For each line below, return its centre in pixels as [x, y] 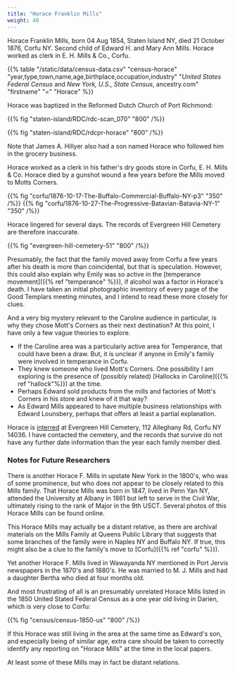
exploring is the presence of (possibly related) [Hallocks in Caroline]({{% [123, 376]
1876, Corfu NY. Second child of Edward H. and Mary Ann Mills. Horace [111, 48]
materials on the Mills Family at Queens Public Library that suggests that [112, 534]
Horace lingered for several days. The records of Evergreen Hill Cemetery [114, 224]
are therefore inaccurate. [43, 232]
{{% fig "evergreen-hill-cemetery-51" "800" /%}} [78, 245]
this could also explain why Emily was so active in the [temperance [104, 274]
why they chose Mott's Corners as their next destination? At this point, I [111, 325]
